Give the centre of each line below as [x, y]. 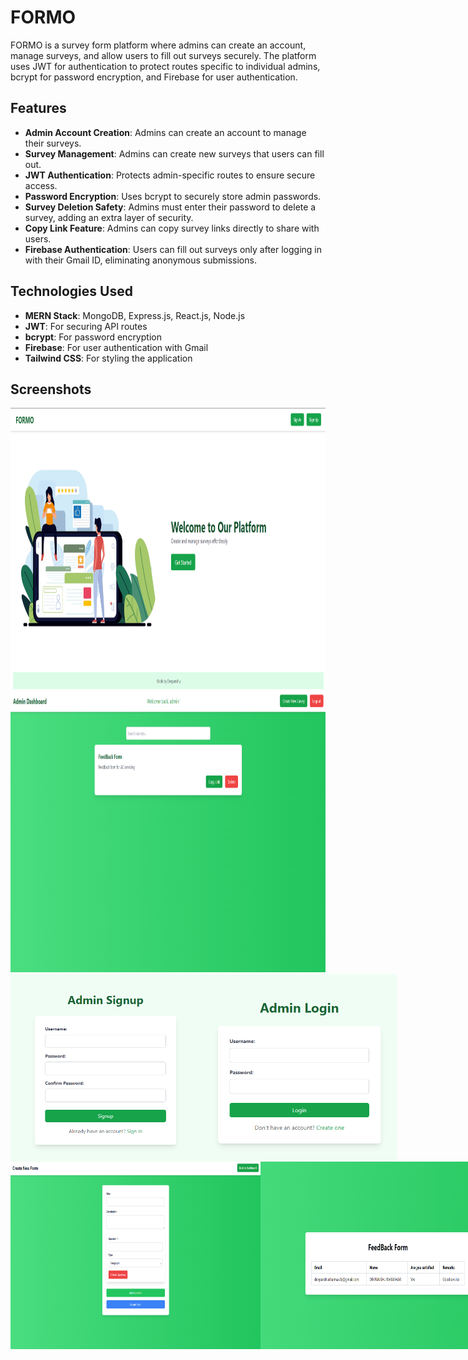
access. [41, 185]
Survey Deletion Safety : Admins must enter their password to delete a [170, 207]
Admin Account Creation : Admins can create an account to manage [165, 132]
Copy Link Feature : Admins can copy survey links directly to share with [172, 228]
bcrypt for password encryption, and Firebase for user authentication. [154, 77]
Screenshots [51, 389]
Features [38, 108]
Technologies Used [71, 291]
